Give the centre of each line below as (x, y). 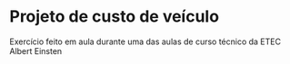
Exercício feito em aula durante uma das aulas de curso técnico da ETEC (145, 41)
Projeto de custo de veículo (115, 17)
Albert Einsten (36, 50)
